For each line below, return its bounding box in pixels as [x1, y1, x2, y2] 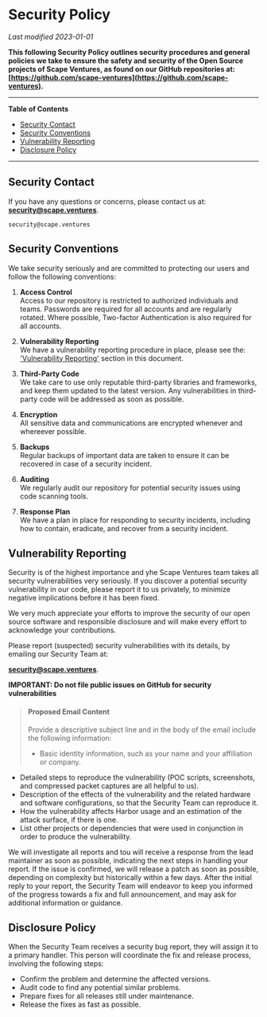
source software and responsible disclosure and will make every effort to [8, 617, 247, 627]
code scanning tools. [19, 491, 89, 501]
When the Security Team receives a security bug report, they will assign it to [8, 942, 258, 952]
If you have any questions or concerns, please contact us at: [8, 197, 207, 206]
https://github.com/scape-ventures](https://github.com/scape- [10, 72, 229, 82]
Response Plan [19, 507, 71, 516]
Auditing [19, 474, 50, 483]
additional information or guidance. [8, 898, 123, 907]
